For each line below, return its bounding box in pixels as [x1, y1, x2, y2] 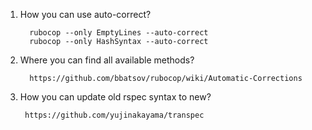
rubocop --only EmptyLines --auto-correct [29, 28, 209, 38]
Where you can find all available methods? [19, 54, 195, 66]
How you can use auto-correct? [19, 9, 152, 20]
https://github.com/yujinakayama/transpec [24, 110, 205, 120]
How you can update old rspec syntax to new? [19, 91, 212, 103]
